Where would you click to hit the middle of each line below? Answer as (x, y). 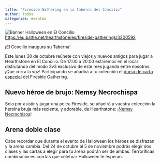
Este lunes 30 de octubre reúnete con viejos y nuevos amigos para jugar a (79, 56)
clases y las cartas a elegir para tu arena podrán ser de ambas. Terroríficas (80, 151)
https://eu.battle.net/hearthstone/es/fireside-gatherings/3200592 (71, 37)
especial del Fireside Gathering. (37, 77)
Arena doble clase (33, 129)
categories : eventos (26, 18)
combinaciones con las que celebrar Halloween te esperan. (64, 156)
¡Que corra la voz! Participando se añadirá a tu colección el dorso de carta (79, 72)
